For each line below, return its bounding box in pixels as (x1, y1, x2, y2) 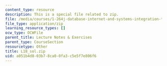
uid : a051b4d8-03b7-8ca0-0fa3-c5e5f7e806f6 (5, 53, 97, 59)
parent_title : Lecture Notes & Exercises (5, 35, 92, 40)
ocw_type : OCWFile (5, 30, 43, 35)
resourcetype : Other (5, 44, 48, 49)
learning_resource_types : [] (5, 26, 66, 31)
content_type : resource (5, 7, 55, 12)
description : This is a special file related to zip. (5, 12, 119, 17)
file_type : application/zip (5, 21, 64, 26)
